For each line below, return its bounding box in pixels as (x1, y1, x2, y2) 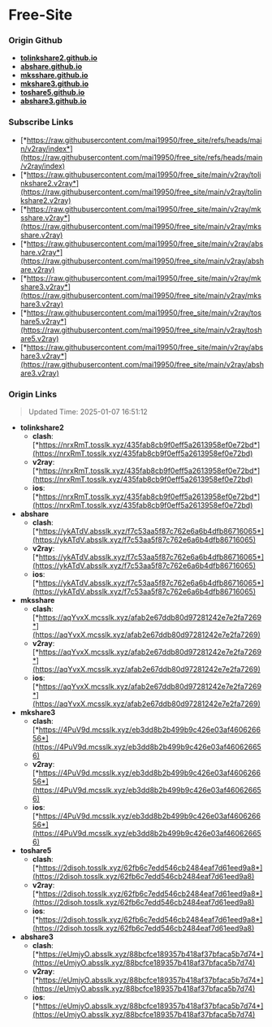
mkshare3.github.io (19, 79, 89, 89)
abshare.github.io (19, 62, 83, 71)
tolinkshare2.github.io (19, 53, 97, 63)
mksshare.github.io (19, 71, 89, 80)
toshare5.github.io (19, 88, 85, 97)
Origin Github (8, 35, 63, 46)
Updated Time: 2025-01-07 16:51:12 (28, 407, 148, 417)
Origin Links (8, 388, 58, 400)
